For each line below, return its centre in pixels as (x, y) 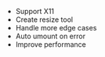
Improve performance (51, 45)
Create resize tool (44, 20)
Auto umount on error (51, 36)
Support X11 (35, 11)
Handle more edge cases (56, 28)
